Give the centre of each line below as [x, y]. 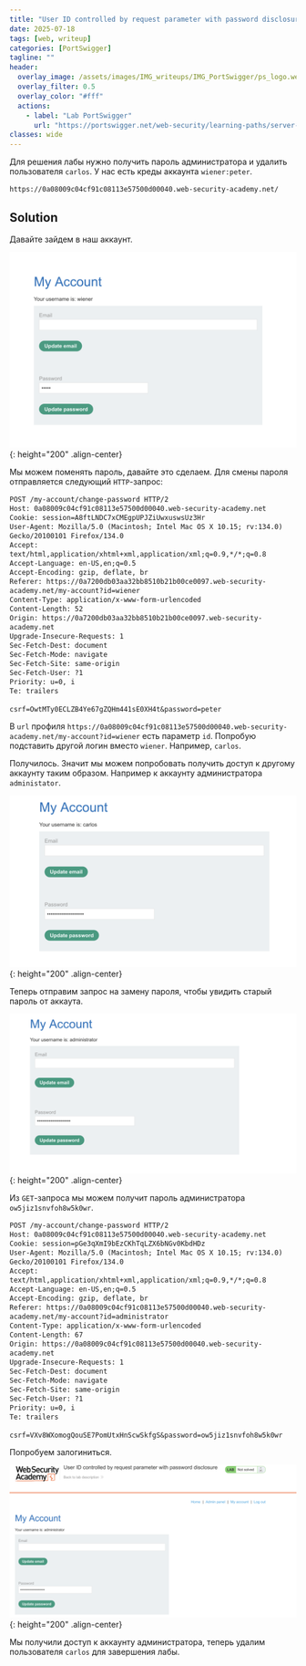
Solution [34, 218]
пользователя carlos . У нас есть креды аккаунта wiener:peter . [131, 172]
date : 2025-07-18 [42, 29]
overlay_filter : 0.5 [56, 87]
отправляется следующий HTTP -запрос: [87, 481]
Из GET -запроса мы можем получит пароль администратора [127, 1198]
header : [24, 68]
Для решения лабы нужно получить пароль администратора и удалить [148, 162]
